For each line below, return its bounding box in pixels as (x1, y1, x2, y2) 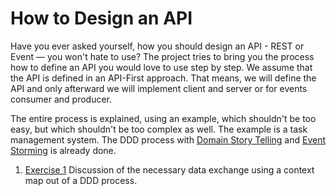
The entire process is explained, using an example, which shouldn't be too (10, 112, 317, 124)
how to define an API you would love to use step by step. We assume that (10, 61, 313, 73)
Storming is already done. (10, 144, 117, 156)
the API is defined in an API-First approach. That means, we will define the (10, 72, 317, 84)
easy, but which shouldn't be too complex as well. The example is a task (10, 123, 308, 135)
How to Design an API (10, 7, 193, 30)
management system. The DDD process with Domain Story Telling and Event (10, 133, 327, 146)
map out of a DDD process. (24, 174, 138, 186)
